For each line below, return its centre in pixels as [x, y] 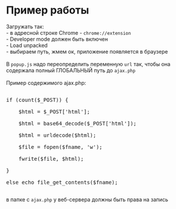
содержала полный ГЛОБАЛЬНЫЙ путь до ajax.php [71, 70]
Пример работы [48, 10]
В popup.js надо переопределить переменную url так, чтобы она [88, 64]
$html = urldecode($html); [57, 135]
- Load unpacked [27, 45]
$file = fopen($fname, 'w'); [61, 147]
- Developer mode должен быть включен [57, 39]
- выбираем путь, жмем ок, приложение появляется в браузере [87, 51]
